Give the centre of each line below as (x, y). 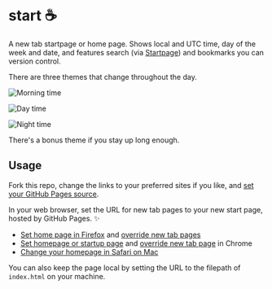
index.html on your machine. (57, 276)
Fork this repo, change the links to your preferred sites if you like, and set (131, 185)
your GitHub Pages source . (54, 194)
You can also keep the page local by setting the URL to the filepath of (125, 267)
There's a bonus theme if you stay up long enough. (94, 140)
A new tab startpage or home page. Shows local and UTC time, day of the (132, 44)
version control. (35, 61)
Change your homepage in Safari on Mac (89, 252)
